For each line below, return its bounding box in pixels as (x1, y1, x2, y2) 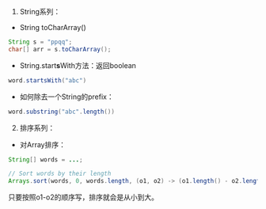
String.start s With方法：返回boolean (19, 60, 137, 70)
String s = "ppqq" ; (8, 38, 73, 46)
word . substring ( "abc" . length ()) (8, 108, 115, 116)
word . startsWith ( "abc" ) (8, 76, 87, 85)
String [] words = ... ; (8, 155, 83, 164)
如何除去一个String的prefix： (19, 92, 115, 101)
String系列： (19, 7, 61, 16)
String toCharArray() (19, 23, 87, 32)
